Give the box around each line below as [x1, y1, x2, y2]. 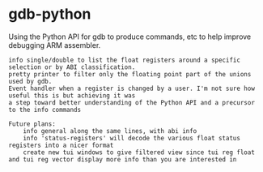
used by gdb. [8, 77, 53, 85]
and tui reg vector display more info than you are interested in [8, 155, 237, 163]
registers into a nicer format [8, 141, 114, 149]
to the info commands [8, 105, 82, 114]
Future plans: [8, 119, 57, 128]
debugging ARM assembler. [8, 40, 101, 49]
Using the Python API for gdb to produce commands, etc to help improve [8, 32, 252, 41]
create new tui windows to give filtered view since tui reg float [23, 148, 255, 157]
